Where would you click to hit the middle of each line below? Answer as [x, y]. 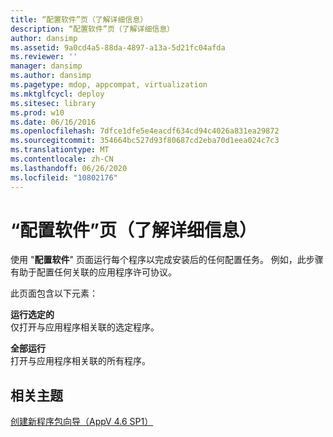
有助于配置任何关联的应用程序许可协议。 [93, 272]
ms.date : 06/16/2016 [53, 122]
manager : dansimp [46, 66]
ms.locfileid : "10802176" [64, 177]
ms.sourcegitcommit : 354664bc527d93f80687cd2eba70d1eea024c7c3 [145, 141]
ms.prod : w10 [37, 112]
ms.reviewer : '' [44, 57]
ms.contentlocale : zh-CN [62, 159]
